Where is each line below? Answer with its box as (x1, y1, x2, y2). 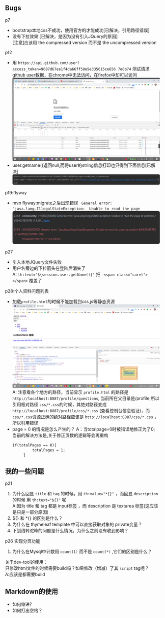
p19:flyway (5, 190, 27, 196)
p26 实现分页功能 (5, 538, 40, 544)
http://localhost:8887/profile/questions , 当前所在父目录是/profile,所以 (12, 395, 160, 401)
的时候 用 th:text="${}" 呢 (12, 497, 66, 503)
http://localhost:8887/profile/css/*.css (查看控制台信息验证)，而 (12, 407, 150, 413)
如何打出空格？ (12, 608, 43, 614)
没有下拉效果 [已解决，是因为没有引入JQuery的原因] (12, 33, 118, 39)
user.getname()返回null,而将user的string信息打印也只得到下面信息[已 (12, 162, 151, 168)
